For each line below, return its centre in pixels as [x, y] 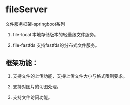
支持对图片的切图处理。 [37, 86]
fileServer [26, 9]
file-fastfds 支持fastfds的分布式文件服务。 [56, 45]
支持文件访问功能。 [32, 97]
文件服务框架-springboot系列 [35, 24]
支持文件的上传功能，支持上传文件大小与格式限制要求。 [70, 76]
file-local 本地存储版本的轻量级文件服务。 [55, 34]
